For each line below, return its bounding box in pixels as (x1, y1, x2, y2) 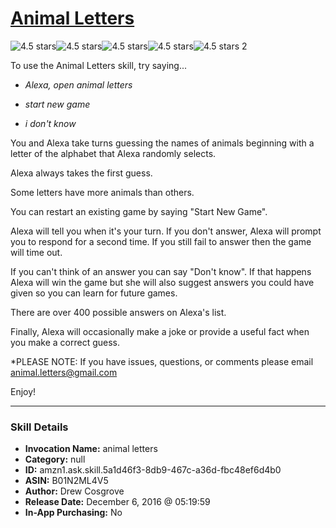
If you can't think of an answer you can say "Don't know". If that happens (10, 265, 312, 277)
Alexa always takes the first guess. (10, 167, 153, 179)
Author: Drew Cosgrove (24, 485, 125, 497)
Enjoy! (10, 385, 37, 397)
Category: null (24, 453, 86, 466)
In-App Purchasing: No (24, 507, 123, 519)
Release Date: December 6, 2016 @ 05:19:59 (24, 496, 211, 508)
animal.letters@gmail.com (10, 366, 118, 378)
